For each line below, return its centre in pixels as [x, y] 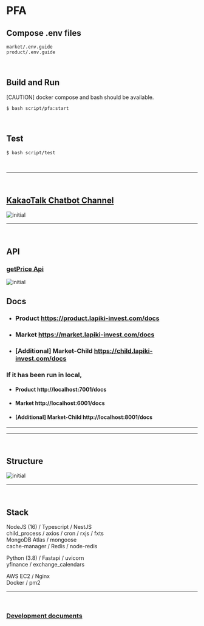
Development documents [45, 616]
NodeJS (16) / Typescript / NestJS [49, 527]
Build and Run [33, 83]
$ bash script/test [31, 152]
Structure [25, 461]
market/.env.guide [29, 47]
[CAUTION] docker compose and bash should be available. [80, 97]
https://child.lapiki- [123, 351]
